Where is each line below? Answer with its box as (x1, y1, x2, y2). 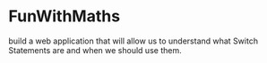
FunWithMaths (8, 6, 121, 27)
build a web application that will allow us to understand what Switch (8, 35, 259, 46)
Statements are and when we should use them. (8, 44, 182, 55)
